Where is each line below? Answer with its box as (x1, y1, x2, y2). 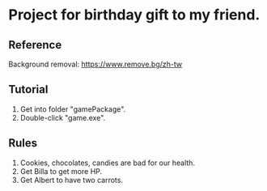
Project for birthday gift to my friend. (8, 6, 261, 24)
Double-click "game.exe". (19, 112, 106, 122)
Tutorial (8, 83, 49, 96)
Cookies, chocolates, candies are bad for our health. (19, 158, 196, 168)
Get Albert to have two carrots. (19, 175, 124, 185)
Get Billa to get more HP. (19, 166, 103, 176)
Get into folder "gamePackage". (19, 104, 126, 114)
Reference (8, 38, 62, 52)
